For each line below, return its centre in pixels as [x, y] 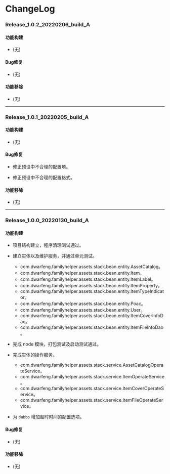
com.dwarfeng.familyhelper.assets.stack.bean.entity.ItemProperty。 [91, 286]
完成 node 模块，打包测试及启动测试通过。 [57, 344]
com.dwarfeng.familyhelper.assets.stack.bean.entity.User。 [82, 310]
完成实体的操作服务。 [35, 355]
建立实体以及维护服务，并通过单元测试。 [55, 256]
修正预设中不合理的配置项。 [41, 167]
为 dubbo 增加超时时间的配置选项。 [48, 417]
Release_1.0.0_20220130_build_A [47, 221]
